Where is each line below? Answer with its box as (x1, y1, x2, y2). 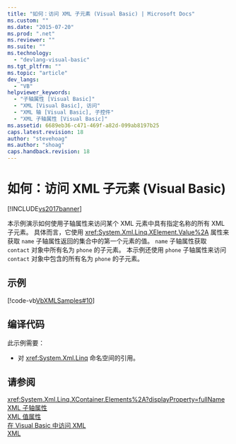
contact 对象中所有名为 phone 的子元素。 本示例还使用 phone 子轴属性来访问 (7, 245, 227, 254)
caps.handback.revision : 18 (7, 148, 90, 155)
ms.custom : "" (7, 17, 49, 24)
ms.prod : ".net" (7, 30, 55, 37)
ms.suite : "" (7, 43, 46, 50)
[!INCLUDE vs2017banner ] (7, 204, 83, 212)
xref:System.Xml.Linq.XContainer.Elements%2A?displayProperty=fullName (7, 395, 225, 404)
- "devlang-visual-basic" (13, 56, 90, 64)
